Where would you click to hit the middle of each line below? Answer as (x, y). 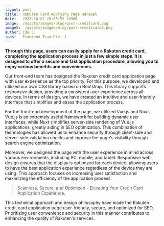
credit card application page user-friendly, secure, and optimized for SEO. (80, 208)
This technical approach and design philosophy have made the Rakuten (77, 202)
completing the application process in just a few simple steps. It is (73, 56)
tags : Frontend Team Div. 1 (36, 37)
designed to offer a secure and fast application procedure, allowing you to (82, 61)
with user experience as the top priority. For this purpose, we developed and (82, 81)
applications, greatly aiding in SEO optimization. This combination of (74, 127)
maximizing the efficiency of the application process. (59, 178)
